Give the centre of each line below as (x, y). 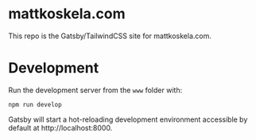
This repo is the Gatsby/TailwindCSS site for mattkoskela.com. (110, 36)
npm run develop (35, 104)
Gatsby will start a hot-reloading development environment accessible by (128, 119)
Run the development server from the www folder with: (95, 90)
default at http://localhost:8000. (60, 127)
